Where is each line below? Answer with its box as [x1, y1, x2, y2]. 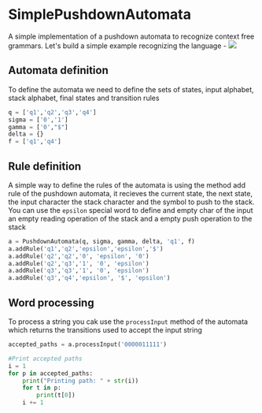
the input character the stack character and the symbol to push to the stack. [8, 197, 255, 206]
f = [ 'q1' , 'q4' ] [8, 138, 61, 146]
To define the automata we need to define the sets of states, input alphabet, [8, 84, 254, 94]
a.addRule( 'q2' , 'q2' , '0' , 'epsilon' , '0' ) [8, 252, 149, 260]
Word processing [8, 296, 94, 309]
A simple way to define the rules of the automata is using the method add [8, 180, 246, 190]
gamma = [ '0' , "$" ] [8, 123, 68, 131]
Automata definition [8, 64, 109, 77]
